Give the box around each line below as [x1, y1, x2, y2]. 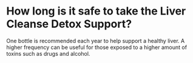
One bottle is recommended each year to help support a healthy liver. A [6, 37, 185, 44]
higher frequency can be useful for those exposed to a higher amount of [6, 44, 187, 51]
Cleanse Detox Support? [6, 17, 132, 31]
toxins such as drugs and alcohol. [6, 50, 90, 57]
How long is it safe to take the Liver [6, 4, 186, 18]
